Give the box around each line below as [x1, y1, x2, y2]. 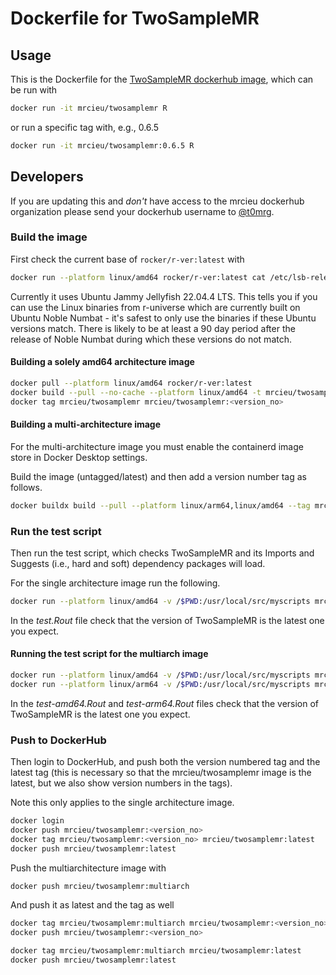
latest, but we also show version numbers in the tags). [10, 777, 233, 789]
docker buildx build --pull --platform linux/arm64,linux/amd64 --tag [10, 500, 311, 511]
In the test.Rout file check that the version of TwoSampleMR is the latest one [10, 614, 325, 626]
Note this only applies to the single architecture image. [10, 797, 235, 809]
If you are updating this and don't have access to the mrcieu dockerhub [10, 195, 305, 207]
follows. [10, 481, 43, 493]
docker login [10, 816, 65, 826]
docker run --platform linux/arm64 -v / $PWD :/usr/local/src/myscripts [10, 679, 311, 689]
